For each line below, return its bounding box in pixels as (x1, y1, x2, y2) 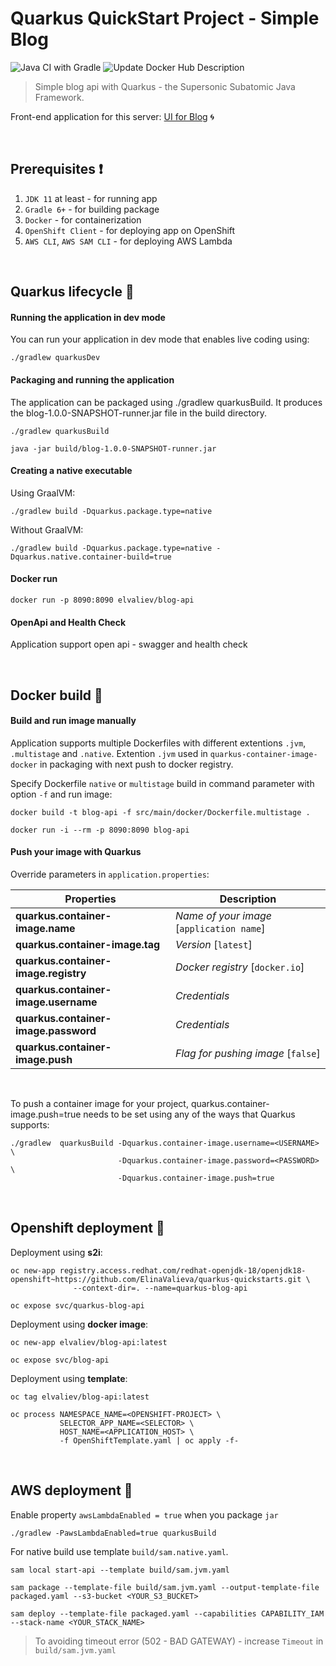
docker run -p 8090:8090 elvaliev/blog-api (10, 595, 195, 605)
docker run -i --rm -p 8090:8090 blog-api (10, 825, 190, 835)
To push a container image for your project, (10, 1097, 189, 1109)
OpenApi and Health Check (10, 616, 127, 628)
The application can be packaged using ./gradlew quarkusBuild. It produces (10, 396, 323, 408)
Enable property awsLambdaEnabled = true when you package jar (10, 1508, 279, 1521)
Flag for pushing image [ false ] (174, 1046, 321, 1060)
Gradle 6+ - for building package (24, 203, 160, 215)
